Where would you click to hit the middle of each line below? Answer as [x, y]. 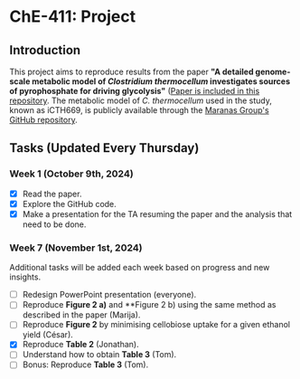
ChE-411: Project [73, 17]
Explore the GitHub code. [70, 204]
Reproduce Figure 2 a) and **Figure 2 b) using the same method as [149, 305]
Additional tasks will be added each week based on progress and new [140, 268]
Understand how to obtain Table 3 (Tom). [99, 355]
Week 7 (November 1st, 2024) [76, 248]
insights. [25, 277]
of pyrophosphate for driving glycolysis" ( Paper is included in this [135, 91]
